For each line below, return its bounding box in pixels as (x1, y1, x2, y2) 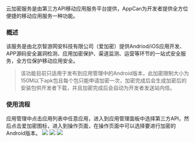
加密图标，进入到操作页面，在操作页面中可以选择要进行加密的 (26, 122, 176, 129)
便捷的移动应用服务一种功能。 (6, 12, 78, 19)
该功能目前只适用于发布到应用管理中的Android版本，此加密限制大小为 (20, 70, 189, 77)
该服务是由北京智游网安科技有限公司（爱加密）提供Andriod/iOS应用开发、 (6, 43, 185, 50)
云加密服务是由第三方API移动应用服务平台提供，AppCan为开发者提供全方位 (6, 5, 189, 12)
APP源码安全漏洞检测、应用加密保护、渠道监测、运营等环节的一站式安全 (6, 50, 181, 57)
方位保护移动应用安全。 (21, 57, 78, 64)
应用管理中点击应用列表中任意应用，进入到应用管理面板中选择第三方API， (6, 115, 184, 122)
